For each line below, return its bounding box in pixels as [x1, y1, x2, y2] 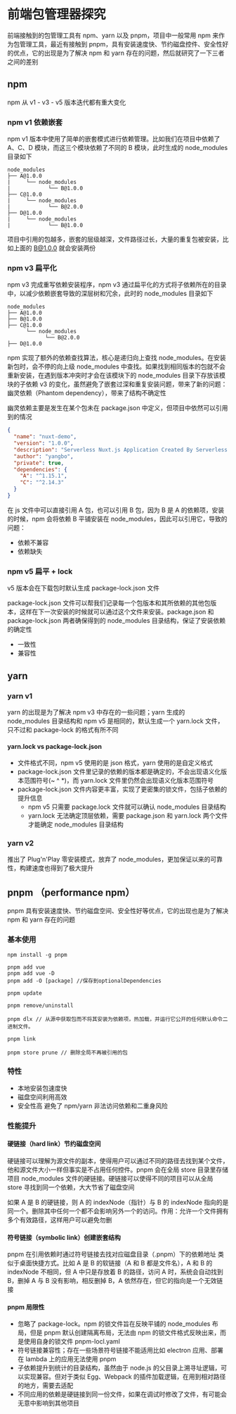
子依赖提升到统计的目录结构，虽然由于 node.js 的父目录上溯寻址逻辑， [17, 1364, 221, 1372]
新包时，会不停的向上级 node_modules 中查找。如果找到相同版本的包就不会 [7, 362, 226, 371]
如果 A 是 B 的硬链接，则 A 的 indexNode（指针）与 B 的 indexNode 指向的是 [7, 1198, 229, 1206]
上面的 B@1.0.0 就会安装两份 [13, 244, 96, 252]
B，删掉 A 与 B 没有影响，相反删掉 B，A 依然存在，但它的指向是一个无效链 [7, 1277, 223, 1285]
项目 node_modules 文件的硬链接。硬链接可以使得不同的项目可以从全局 [7, 1174, 214, 1182]
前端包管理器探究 [7, 6, 107, 23]
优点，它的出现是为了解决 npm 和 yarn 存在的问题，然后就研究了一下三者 [13, 49, 225, 57]
